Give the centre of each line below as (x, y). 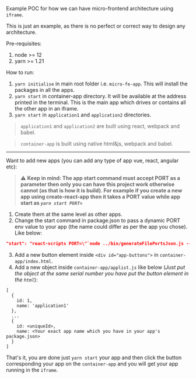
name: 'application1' (43, 306)
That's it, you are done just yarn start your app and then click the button (94, 357)
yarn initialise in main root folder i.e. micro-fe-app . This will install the (101, 84)
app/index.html (33, 261)
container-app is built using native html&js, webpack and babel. (97, 144)
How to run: (20, 72)
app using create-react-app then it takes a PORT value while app (100, 197)
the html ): (26, 280)
